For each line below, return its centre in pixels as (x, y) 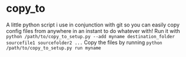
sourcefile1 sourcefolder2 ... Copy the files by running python (84, 42)
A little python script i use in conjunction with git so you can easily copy (93, 25)
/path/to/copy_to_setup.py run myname (54, 48)
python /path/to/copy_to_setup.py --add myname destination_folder (91, 36)
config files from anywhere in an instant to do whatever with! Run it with (93, 31)
